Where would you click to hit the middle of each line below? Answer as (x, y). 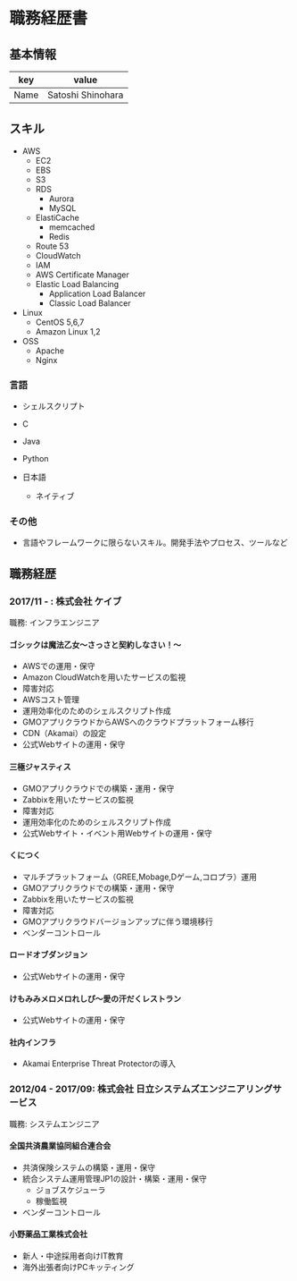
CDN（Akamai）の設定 (64, 734)
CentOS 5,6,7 (60, 322)
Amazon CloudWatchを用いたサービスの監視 (104, 677)
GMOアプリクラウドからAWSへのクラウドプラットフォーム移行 (138, 722)
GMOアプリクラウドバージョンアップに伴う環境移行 (118, 921)
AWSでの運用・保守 (58, 666)
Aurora (61, 199)
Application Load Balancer (97, 293)
